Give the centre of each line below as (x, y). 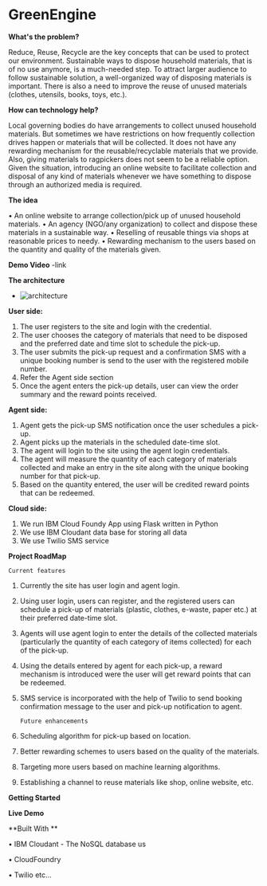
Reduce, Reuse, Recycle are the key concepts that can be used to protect (129, 52)
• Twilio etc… (30, 875)
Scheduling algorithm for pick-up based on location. (105, 735)
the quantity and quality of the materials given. (84, 249)
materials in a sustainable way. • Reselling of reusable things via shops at (129, 232)
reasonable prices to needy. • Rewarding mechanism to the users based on (132, 241)
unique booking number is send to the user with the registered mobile (134, 360)
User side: (26, 311)
